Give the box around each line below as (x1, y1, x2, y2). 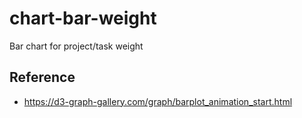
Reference (9, 69, 76, 86)
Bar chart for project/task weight (9, 40, 144, 52)
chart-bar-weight (9, 7, 157, 30)
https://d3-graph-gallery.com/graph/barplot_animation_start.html (23, 95, 293, 107)
